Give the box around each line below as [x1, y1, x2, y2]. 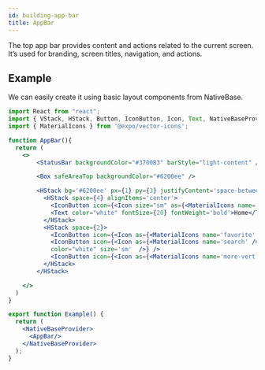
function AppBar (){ [8, 136, 73, 144]
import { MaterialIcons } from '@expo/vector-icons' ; [8, 123, 189, 131]
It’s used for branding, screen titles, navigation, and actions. [8, 49, 203, 58]
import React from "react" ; [8, 108, 101, 116]
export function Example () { [8, 310, 104, 319]
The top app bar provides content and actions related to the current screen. [8, 40, 254, 50]
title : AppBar [8, 19, 55, 27]
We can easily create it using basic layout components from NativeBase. [8, 92, 243, 102]
